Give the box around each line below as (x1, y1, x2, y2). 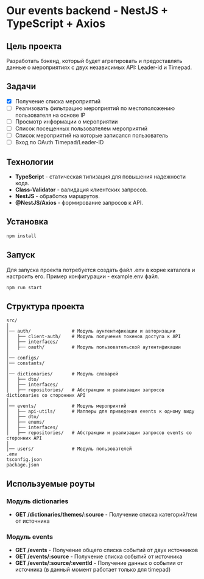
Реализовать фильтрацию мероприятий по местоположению (15, 105, 175, 112)
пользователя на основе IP (15, 111, 86, 119)
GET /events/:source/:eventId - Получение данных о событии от (15, 559, 183, 567)
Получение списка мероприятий (15, 97, 101, 105)
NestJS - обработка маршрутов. (15, 193, 100, 199)
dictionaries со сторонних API (6, 393, 86, 399)
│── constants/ (6, 360, 45, 367)
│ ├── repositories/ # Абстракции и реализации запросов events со (6, 430, 192, 436)
